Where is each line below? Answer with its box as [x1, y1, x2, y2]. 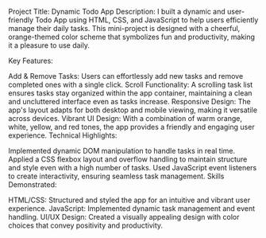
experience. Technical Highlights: [8, 131, 118, 140]
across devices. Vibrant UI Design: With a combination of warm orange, [8, 114, 242, 123]
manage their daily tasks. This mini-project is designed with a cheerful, [8, 24, 241, 33]
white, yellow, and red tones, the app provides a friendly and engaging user [8, 123, 256, 131]
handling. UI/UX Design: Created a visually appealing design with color [8, 213, 240, 221]
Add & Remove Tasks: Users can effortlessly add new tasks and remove [8, 72, 244, 80]
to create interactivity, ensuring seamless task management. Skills [8, 171, 225, 181]
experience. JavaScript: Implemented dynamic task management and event [8, 204, 256, 213]
